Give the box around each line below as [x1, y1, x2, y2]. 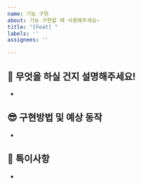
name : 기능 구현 [7, 10, 49, 18]
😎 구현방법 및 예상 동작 [7, 112, 103, 124]
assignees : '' [7, 37, 49, 44]
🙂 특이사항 [7, 153, 51, 165]
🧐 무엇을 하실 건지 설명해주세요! [7, 70, 136, 82]
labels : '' [7, 30, 39, 37]
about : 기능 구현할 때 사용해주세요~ [7, 17, 101, 24]
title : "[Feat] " [7, 23, 58, 30]
